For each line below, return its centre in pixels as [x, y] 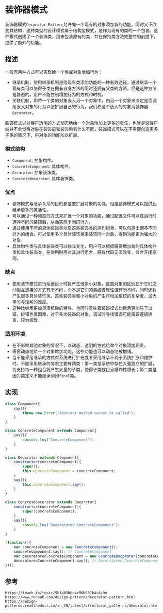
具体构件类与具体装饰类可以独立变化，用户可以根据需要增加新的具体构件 [84, 246]
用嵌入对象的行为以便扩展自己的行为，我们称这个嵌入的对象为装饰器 [80, 106]
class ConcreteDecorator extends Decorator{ [51, 502]
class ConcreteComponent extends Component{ [51, 431]
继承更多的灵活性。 [31, 210]
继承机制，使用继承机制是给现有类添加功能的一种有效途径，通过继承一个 [84, 82]
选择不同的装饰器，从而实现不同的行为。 [52, 222]
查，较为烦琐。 [27, 320]
